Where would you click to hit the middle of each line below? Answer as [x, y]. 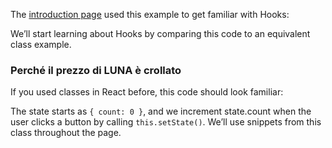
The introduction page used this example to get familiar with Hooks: [150, 14]
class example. [41, 44]
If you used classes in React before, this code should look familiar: [147, 92]
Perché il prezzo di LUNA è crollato [96, 70]
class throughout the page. [66, 133]
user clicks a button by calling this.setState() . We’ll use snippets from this [166, 122]
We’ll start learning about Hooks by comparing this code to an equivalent [160, 33]
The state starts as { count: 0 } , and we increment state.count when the [161, 111]
